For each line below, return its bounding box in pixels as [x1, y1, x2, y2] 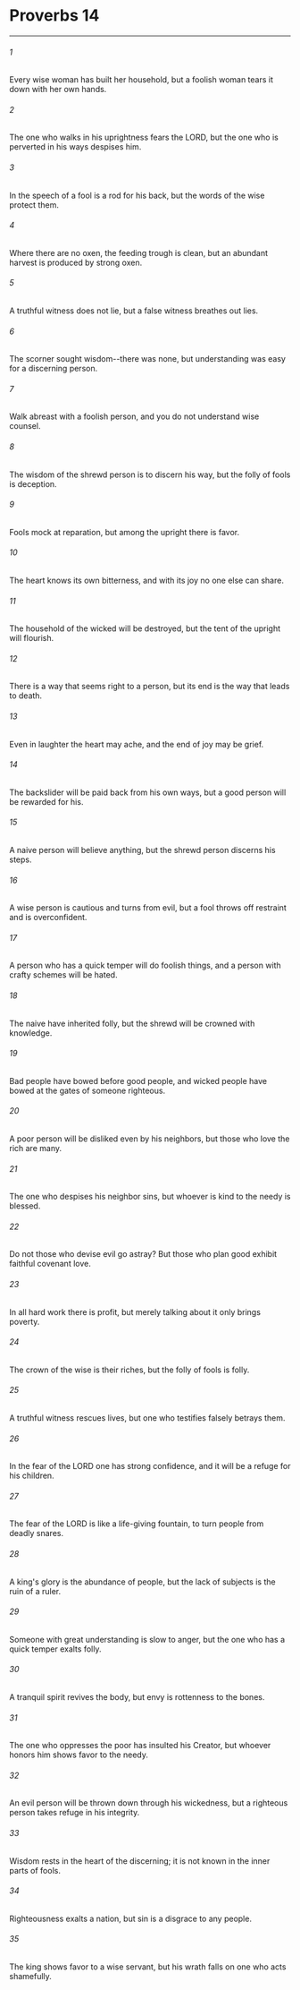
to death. [9, 690, 43, 701]
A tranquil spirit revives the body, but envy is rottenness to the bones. [9, 1692, 265, 1703]
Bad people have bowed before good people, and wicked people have [9, 1075, 268, 1086]
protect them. [9, 199, 60, 210]
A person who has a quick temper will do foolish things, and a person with [9, 960, 281, 971]
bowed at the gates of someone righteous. [9, 1085, 166, 1096]
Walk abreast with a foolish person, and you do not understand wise [9, 411, 260, 422]
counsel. [9, 421, 41, 431]
